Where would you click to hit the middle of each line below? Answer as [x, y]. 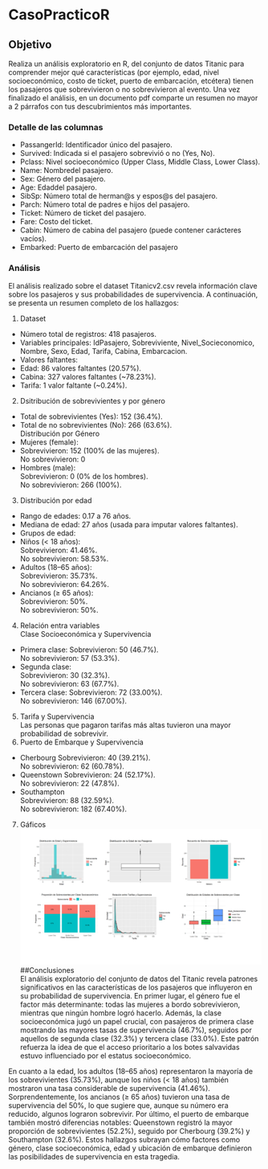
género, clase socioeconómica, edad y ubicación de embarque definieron [130, 1148]
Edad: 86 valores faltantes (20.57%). [81, 368]
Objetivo [30, 45]
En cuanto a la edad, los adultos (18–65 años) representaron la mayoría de [131, 1071]
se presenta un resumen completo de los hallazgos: [93, 302]
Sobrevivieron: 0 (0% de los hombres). [84, 476]
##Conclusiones [47, 970]
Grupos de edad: [48, 533]
